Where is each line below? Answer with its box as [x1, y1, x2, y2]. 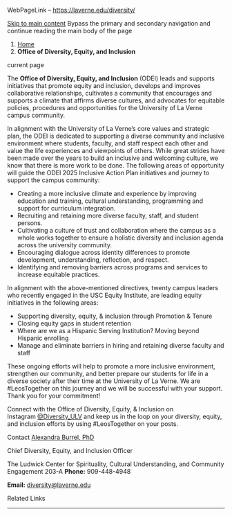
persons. [17, 219, 43, 227]
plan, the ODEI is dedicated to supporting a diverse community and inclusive [7, 132, 225, 140]
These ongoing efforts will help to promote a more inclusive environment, [7, 362, 215, 370]
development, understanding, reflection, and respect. [17, 256, 169, 264]
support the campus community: [7, 176, 100, 184]
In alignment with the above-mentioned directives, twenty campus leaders [7, 284, 219, 292]
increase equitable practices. [17, 270, 100, 278]
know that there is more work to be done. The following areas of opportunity [7, 161, 224, 169]
